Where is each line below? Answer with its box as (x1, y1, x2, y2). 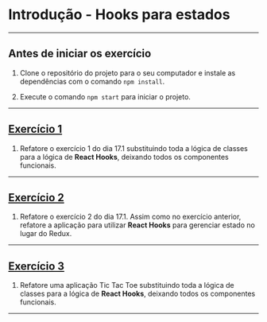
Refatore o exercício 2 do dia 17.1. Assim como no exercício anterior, (19, 212, 242, 222)
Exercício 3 (8, 259, 65, 273)
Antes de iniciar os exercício (8, 47, 152, 60)
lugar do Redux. (19, 229, 72, 239)
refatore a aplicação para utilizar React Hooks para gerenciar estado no (19, 220, 256, 230)
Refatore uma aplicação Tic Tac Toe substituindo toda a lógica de (19, 281, 234, 290)
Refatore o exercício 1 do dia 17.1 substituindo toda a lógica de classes (19, 143, 248, 153)
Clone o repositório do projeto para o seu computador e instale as (19, 68, 236, 77)
